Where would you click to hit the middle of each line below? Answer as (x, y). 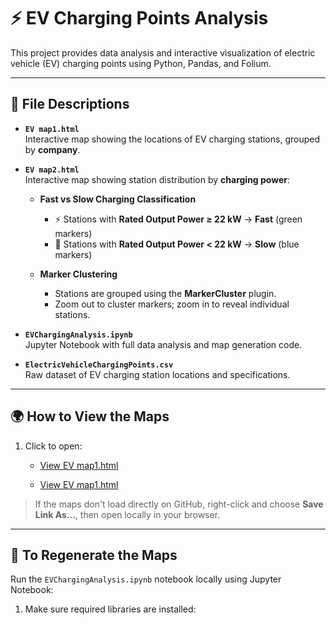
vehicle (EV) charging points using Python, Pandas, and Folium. (141, 63)
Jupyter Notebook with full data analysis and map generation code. (163, 344)
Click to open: (53, 446)
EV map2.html (52, 170)
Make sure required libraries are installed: (110, 609)
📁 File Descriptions (70, 104)
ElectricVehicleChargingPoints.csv (99, 365)
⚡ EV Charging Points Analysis (139, 18)
